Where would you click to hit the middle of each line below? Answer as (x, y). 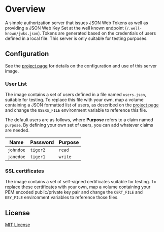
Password (42, 142)
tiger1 (38, 157)
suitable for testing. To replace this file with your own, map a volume (74, 100)
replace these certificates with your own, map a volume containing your (78, 187)
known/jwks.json (22, 33)
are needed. (17, 130)
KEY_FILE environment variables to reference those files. (62, 198)
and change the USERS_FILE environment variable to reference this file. (76, 110)
